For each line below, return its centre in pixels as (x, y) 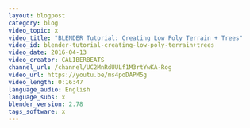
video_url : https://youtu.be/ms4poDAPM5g (78, 75)
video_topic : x (33, 30)
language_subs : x (37, 97)
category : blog (33, 23)
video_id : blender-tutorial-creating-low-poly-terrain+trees (112, 45)
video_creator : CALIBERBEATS (56, 60)
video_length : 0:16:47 (46, 82)
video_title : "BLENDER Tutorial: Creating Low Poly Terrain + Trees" (126, 38)
